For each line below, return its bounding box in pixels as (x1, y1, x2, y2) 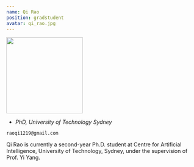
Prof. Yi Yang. (6, 154, 41, 162)
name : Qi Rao (6, 9, 40, 15)
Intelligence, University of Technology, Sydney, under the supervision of (6, 147, 188, 155)
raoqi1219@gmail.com (6, 130, 59, 137)
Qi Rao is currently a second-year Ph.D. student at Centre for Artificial (6, 141, 182, 148)
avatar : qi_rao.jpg (6, 20, 56, 26)
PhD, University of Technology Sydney (15, 118, 112, 126)
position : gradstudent (6, 15, 64, 21)
